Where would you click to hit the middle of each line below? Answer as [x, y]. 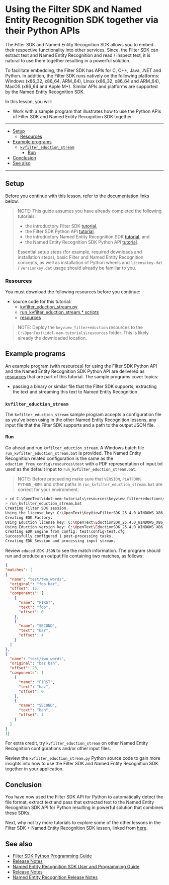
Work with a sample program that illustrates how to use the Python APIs [87, 111]
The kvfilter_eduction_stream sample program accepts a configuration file [83, 415]
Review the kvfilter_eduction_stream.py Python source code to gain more [83, 758]
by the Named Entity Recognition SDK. [45, 92]
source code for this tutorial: [42, 302]
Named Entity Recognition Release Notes [55, 877]
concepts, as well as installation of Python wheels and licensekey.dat [90, 262]
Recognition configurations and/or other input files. [58, 749]
